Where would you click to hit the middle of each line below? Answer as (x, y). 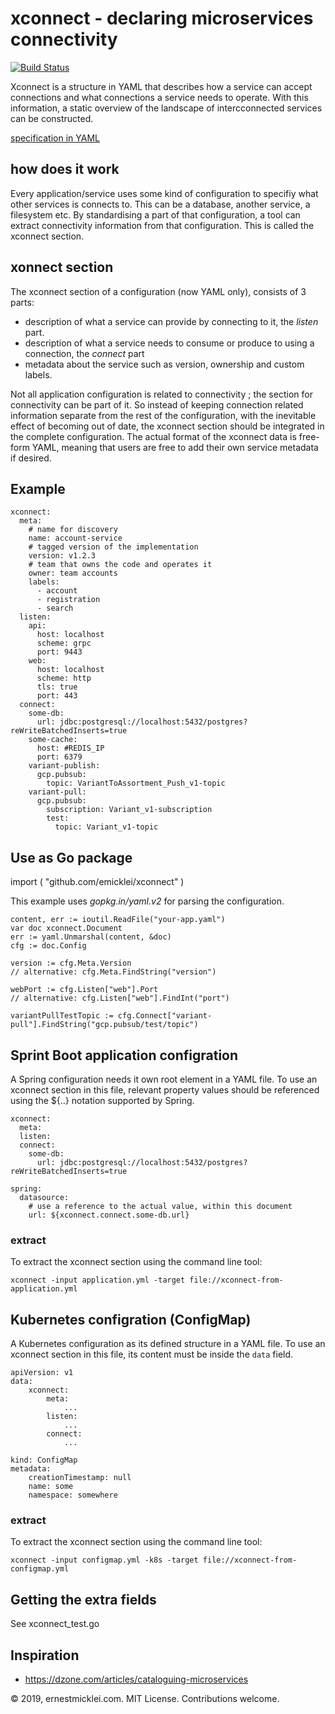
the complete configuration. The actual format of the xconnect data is (153, 436)
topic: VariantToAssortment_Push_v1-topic (136, 783)
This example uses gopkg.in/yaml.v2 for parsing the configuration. (147, 901)
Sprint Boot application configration (124, 1055)
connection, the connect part (84, 353)
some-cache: (53, 740)
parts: (22, 302)
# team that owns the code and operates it (120, 565)
